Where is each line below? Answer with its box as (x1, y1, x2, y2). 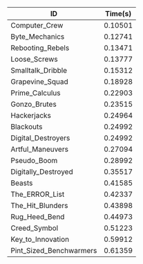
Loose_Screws (10, 55, 59, 64)
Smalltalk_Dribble (10, 66, 68, 75)
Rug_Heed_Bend (10, 212, 65, 221)
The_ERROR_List (10, 190, 65, 199)
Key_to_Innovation (10, 235, 70, 244)
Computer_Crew (10, 21, 64, 30)
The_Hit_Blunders (10, 201, 68, 210)
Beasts (10, 178, 33, 188)
